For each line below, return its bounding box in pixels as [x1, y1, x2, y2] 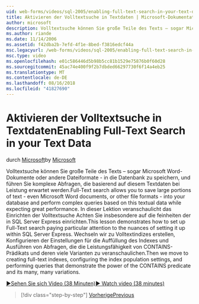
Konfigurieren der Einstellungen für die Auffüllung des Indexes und [6, 236, 169, 244]
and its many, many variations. [6, 268, 81, 276]
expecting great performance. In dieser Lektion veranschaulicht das [6, 205, 172, 212]
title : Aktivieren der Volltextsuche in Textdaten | [6, 14, 139, 20]
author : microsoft [6, 20, 52, 25]
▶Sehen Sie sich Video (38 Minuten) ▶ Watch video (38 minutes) [6, 280, 165, 287]
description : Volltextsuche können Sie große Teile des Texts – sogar [6, 25, 184, 31]
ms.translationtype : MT [6, 69, 65, 75]
